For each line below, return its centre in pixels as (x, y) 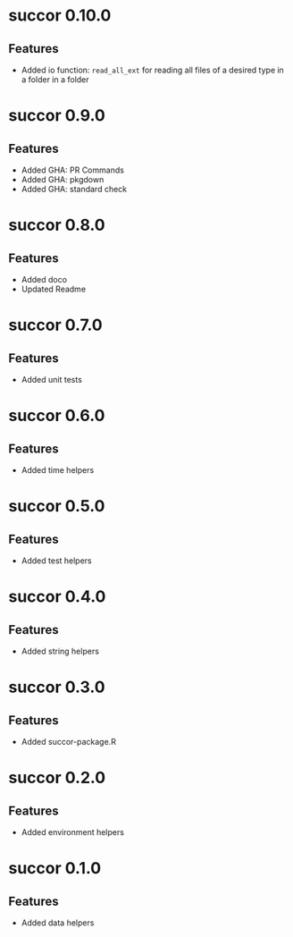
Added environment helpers (72, 832)
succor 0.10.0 (60, 16)
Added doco (44, 279)
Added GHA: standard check (74, 189)
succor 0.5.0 (57, 506)
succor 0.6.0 (57, 416)
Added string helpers (60, 651)
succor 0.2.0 (57, 778)
